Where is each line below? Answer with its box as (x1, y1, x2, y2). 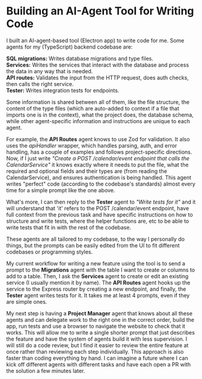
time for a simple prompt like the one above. (6, 186, 115, 193)
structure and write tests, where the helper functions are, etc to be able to (6, 217, 189, 225)
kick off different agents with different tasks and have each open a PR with (6, 360, 191, 368)
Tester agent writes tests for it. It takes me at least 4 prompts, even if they (6, 291, 190, 299)
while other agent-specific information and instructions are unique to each (6, 117, 191, 124)
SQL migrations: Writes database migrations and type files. (6, 55, 153, 62)
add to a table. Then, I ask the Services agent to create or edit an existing (6, 272, 189, 280)
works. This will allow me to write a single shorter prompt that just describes (6, 329, 195, 336)
